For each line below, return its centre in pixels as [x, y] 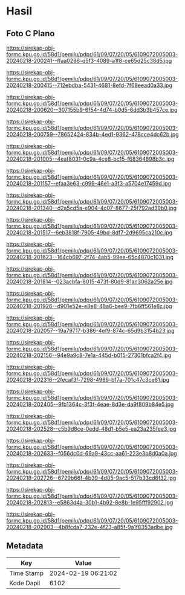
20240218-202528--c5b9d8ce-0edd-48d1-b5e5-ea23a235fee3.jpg [91, 429]
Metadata [25, 546]
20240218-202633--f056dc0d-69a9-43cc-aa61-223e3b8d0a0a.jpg [92, 453]
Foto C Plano [31, 34]
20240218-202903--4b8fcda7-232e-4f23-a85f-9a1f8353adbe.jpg [89, 527]
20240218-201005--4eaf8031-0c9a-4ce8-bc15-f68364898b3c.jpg [90, 159]
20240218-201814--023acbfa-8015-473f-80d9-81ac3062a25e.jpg [89, 281]
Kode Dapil [25, 583]
